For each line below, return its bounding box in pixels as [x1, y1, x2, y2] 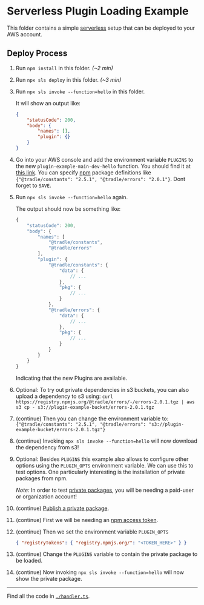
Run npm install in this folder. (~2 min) [15, 64, 114, 71]
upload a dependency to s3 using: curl [15, 392, 114, 400]
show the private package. [15, 575, 82, 583]
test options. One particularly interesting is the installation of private [15, 468, 185, 475]
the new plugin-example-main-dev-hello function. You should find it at [15, 162, 191, 170]
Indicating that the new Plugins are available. [15, 374, 128, 382]
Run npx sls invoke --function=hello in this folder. [15, 88, 145, 95]
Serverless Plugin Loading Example [7, 4, 189, 18]
